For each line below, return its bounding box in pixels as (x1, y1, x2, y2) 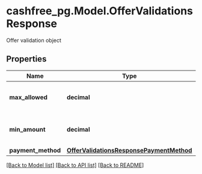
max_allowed (9, 93, 48, 101)
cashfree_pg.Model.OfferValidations (6, 4, 194, 18)
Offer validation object (6, 36, 62, 44)
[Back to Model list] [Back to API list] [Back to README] (6, 161, 144, 169)
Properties (6, 54, 47, 64)
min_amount (9, 125, 46, 133)
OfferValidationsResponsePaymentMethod (66, 146, 192, 154)
